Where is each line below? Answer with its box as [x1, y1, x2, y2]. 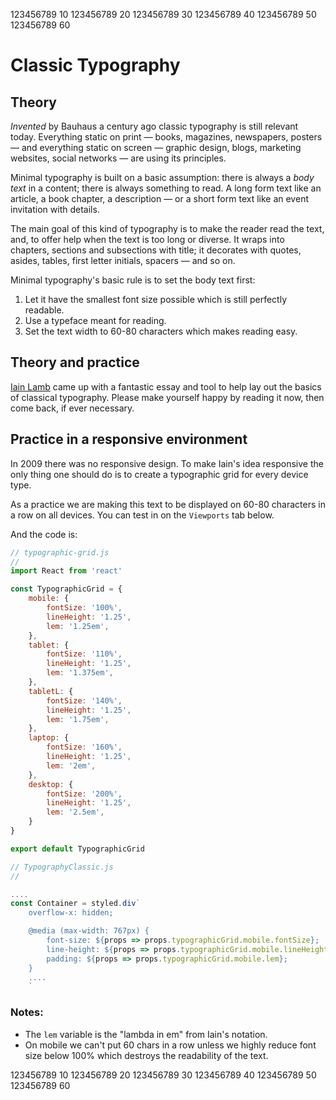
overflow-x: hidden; [28, 908, 114, 918]
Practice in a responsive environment [10, 431, 248, 448]
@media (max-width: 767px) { [28, 926, 150, 936]
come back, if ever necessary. [10, 402, 135, 414]
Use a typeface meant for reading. [24, 315, 167, 326]
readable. [24, 304, 65, 316]
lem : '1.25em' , [46, 621, 110, 631]
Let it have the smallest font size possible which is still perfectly [24, 294, 288, 305]
